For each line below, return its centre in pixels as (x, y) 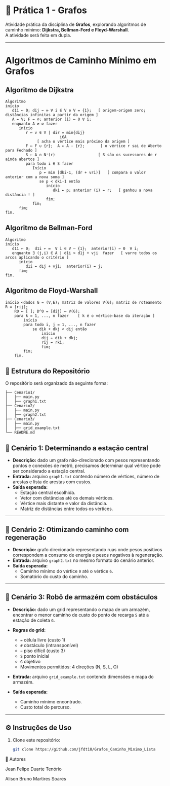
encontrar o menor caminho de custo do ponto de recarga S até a (81, 615)
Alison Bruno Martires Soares (36, 778)
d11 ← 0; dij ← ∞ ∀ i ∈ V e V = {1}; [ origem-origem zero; (79, 110)
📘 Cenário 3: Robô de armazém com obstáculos (81, 597)
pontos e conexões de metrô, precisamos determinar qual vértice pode (87, 466)
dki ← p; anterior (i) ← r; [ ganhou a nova (103, 190)
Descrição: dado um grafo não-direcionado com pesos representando (86, 460)
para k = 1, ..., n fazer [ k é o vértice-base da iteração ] (85, 316)
